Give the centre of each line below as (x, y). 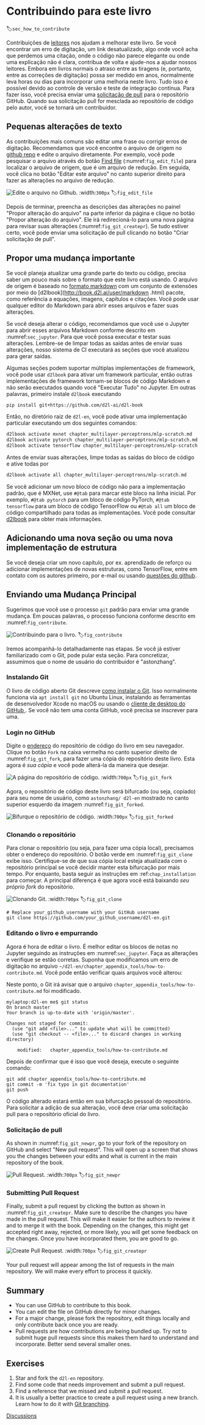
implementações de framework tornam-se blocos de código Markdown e (98, 381)
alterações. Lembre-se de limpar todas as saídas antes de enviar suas (95, 343)
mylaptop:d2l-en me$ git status (47, 1002)
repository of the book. (35, 1163)
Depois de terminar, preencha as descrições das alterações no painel (94, 206)
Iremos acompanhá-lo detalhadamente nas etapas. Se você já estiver (94, 649)
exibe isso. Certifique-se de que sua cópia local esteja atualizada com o (97, 861)
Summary (25, 1290)
